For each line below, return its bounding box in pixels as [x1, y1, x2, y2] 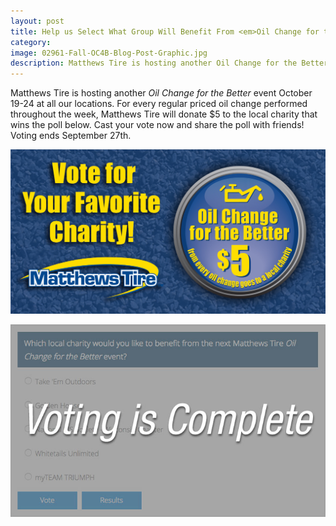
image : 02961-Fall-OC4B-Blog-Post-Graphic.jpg [10, 48, 208, 58]
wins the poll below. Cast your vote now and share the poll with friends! [10, 119, 305, 131]
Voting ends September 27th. [10, 130, 132, 142]
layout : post [10, 16, 65, 26]
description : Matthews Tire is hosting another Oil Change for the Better [10, 58, 329, 69]
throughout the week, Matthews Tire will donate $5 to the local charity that [10, 108, 318, 120]
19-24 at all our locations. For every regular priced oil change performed [10, 98, 308, 110]
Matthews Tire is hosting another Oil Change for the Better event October [10, 87, 313, 99]
